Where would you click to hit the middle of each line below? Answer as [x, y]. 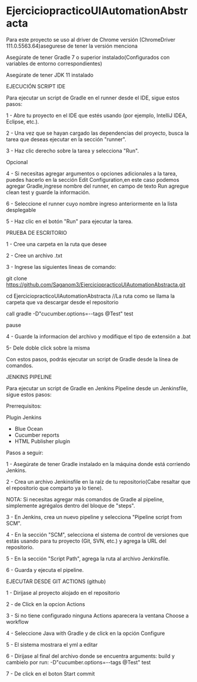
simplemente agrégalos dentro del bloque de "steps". [71, 505]
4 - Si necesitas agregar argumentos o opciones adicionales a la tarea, [92, 173]
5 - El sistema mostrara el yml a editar [52, 644]
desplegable [21, 209]
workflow [17, 621]
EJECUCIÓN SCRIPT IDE [36, 86]
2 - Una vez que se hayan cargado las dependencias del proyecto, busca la [98, 133]
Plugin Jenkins [24, 417]
